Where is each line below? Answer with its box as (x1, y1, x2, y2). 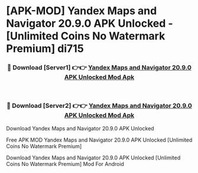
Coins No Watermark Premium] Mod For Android (6, 160, 124, 167)
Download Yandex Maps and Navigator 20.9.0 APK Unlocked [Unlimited (6, 154, 181, 161)
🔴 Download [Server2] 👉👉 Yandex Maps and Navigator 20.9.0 (7, 102, 192, 110)
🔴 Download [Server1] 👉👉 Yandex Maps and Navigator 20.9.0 (7, 63, 192, 72)
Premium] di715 (6, 42, 84, 56)
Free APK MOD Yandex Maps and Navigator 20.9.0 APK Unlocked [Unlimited (6, 136, 193, 143)
